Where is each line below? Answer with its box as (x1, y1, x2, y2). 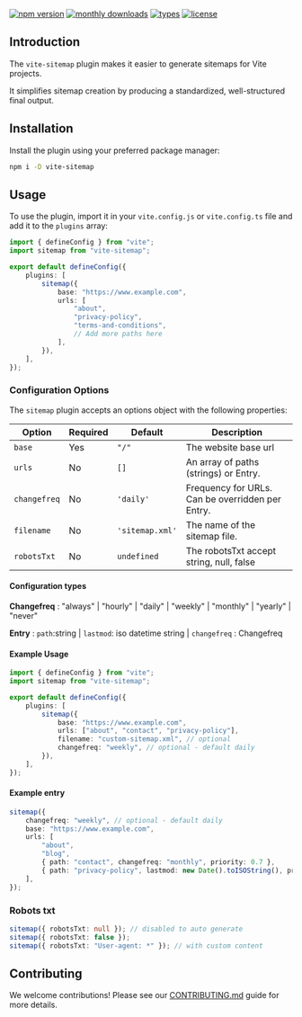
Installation (9, 121, 74, 137)
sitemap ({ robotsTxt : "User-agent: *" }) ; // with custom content (9, 941, 263, 950)
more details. (9, 999, 58, 1011)
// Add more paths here (73, 329, 164, 339)
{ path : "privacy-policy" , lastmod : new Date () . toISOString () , (41, 866, 283, 875)
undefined (116, 551, 159, 561)
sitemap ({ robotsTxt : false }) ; (9, 932, 130, 941)
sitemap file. (185, 530, 238, 542)
